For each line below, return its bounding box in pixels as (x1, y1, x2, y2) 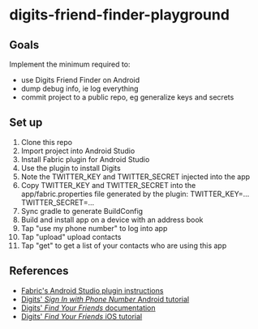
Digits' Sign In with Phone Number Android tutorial (20, 294, 190, 304)
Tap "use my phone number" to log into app (20, 223, 168, 233)
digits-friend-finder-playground (9, 6, 230, 24)
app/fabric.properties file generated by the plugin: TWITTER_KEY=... (20, 189, 250, 199)
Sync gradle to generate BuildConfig (20, 206, 144, 216)
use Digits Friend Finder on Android (20, 75, 140, 84)
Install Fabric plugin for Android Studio (20, 154, 150, 164)
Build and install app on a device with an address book (20, 215, 204, 224)
